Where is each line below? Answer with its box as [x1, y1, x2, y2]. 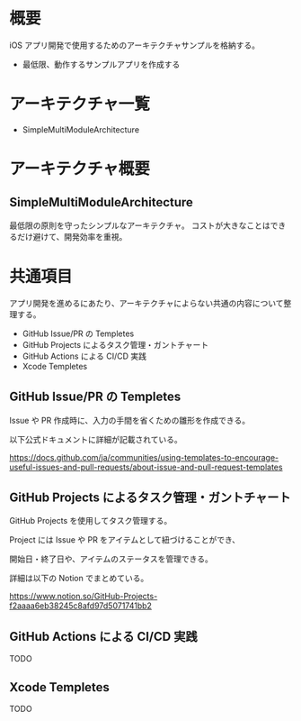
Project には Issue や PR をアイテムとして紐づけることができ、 [9, 534, 241, 545]
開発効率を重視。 [64, 231, 128, 242]
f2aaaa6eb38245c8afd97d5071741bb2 [9, 600, 153, 611]
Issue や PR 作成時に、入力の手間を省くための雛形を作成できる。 [9, 415, 251, 425]
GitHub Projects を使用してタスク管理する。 [9, 516, 173, 526]
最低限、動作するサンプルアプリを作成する [22, 59, 181, 69]
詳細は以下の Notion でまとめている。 [9, 573, 149, 584]
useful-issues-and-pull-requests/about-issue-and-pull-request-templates [9, 461, 283, 472]
